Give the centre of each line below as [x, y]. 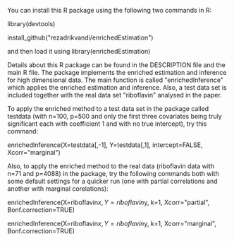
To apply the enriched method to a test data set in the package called [108, 108]
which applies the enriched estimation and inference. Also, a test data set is [117, 87]
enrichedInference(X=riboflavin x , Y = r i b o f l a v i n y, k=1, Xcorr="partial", [109, 202]
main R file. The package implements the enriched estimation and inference [117, 72]
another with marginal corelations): [58, 189]
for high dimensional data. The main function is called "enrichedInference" [116, 80]
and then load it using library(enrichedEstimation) [79, 51]
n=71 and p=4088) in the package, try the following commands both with [113, 174]
